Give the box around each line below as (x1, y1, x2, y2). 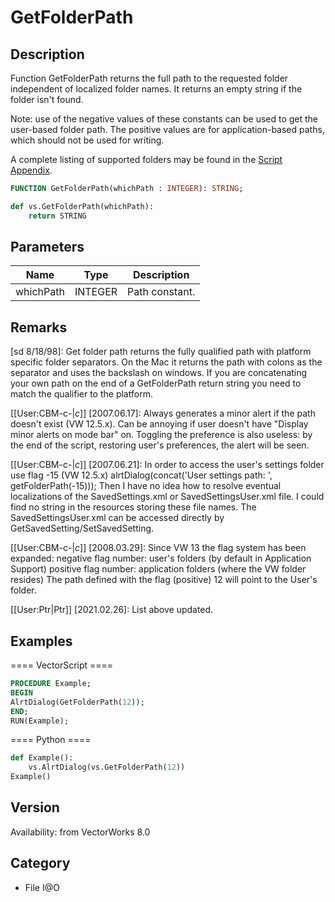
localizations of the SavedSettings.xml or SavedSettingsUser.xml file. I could (10, 491, 325, 503)
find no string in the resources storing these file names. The (10, 501, 257, 513)
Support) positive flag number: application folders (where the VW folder (10, 563, 307, 575)
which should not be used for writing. (10, 134, 165, 146)
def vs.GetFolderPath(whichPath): (10, 201, 155, 211)
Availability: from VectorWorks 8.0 (10, 826, 151, 838)
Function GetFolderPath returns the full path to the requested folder (10, 72, 289, 84)
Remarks (10, 319, 68, 336)
